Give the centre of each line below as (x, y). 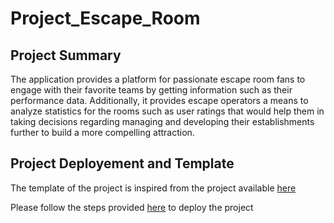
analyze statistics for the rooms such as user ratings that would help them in (167, 111)
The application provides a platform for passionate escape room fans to (158, 79)
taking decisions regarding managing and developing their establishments (162, 121)
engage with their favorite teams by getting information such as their (151, 90)
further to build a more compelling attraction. (102, 132)
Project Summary (66, 55)
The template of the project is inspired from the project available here (153, 188)
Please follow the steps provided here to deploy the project (132, 207)
